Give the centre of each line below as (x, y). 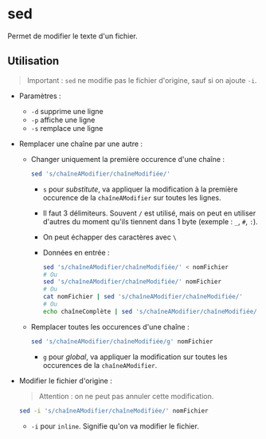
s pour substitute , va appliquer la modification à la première (140, 189)
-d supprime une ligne (67, 111)
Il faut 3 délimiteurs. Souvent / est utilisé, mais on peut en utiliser (149, 213)
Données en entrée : (76, 252)
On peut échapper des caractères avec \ (110, 237)
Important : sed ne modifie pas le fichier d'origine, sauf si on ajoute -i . (142, 80)
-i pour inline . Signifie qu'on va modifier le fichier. (115, 426)
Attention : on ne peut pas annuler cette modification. (126, 396)
